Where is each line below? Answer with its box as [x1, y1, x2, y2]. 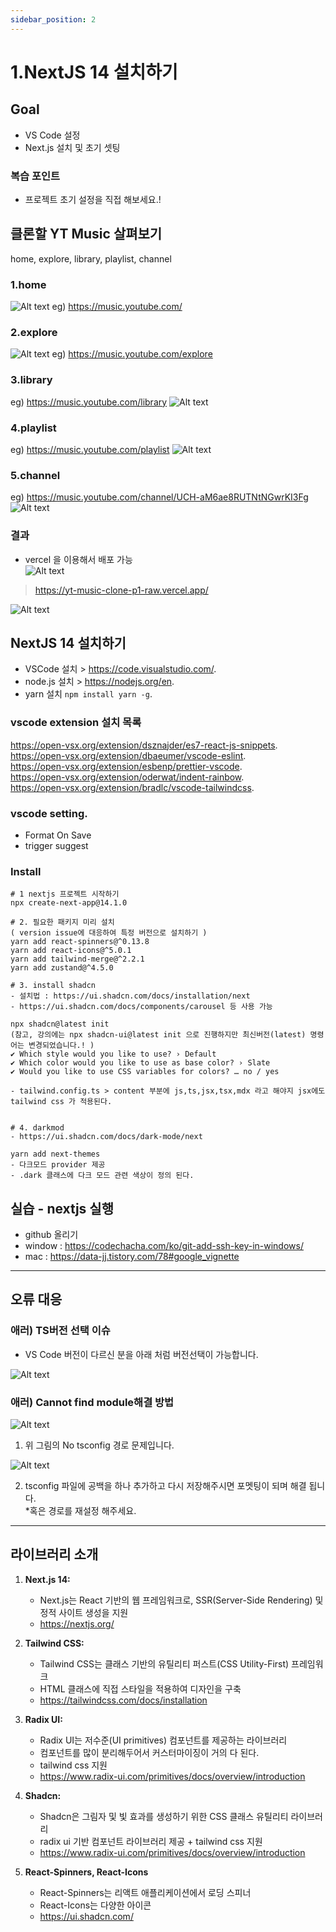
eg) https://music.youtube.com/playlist [10, 443, 170, 455]
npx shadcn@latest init [10, 1019, 110, 1030]
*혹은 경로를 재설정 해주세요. [24, 1505, 137, 1517]
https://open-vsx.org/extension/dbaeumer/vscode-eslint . [10, 749, 247, 761]
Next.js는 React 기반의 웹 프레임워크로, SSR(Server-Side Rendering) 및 [39, 1594, 324, 1606]
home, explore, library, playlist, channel [10, 252, 172, 265]
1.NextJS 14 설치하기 [10, 61, 178, 83]
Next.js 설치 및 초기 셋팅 [24, 141, 121, 153]
